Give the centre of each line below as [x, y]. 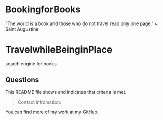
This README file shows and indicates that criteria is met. [66, 92]
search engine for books [31, 64]
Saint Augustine [22, 29]
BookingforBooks [43, 9]
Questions [22, 80]
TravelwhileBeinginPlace [59, 50]
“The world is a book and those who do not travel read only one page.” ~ [81, 23]
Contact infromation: [39, 102]
